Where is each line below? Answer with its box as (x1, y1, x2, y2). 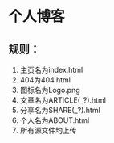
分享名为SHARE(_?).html (19, 106, 100, 115)
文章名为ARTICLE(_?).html (19, 95, 107, 105)
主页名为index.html (19, 65, 83, 74)
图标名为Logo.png (19, 86, 80, 95)
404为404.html (19, 75, 71, 85)
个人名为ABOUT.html (19, 116, 90, 125)
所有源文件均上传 (19, 126, 77, 135)
